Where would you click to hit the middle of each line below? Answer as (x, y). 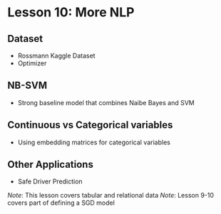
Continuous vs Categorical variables (90, 125)
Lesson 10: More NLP (71, 12)
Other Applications (51, 165)
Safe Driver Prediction (50, 181)
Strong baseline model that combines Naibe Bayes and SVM (106, 102)
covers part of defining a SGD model (61, 203)
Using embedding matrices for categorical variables (94, 142)
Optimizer (32, 63)
